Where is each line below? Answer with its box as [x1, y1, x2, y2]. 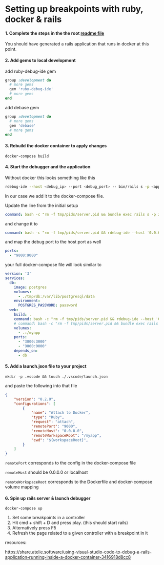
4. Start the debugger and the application [5, 164, 91, 170]
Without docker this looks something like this [5, 175, 95, 181]
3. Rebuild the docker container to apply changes [5, 142, 107, 148]
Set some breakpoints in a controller [12, 515, 85, 521]
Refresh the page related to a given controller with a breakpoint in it [12, 530, 148, 536]
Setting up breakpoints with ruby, [5, 3, 143, 15]
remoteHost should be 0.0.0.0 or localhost [5, 469, 88, 475]
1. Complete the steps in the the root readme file [5, 30, 104, 36]
